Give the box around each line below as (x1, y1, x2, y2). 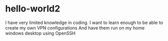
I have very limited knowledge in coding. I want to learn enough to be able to (5, 19, 163, 25)
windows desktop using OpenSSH (5, 30, 76, 36)
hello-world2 (5, 3, 60, 14)
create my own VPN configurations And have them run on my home (5, 24, 145, 30)
